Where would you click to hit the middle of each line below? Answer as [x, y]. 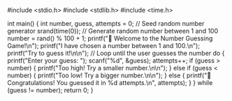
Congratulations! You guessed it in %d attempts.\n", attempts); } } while [110, 83]
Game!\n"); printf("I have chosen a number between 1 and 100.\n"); [104, 46]
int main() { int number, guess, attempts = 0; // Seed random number [106, 23]
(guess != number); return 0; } [50, 90]
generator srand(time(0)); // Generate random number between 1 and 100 [113, 31]
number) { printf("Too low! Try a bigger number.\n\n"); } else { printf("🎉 [109, 75]
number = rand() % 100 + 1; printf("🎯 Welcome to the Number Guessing [110, 38]
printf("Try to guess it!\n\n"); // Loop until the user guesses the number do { [116, 53]
